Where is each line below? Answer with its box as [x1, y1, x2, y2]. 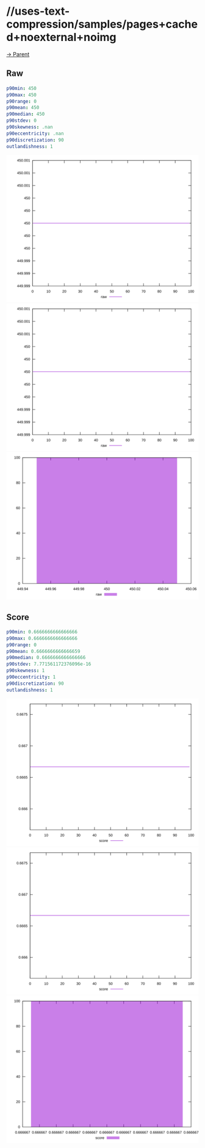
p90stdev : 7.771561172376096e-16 [6, 661, 92, 668]
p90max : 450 [6, 92, 37, 98]
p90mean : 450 [6, 105, 40, 111]
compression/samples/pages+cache [6, 17, 198, 31]
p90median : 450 [6, 111, 45, 117]
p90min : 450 [6, 85, 37, 91]
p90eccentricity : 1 [6, 674, 56, 680]
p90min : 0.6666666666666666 [6, 628, 78, 635]
